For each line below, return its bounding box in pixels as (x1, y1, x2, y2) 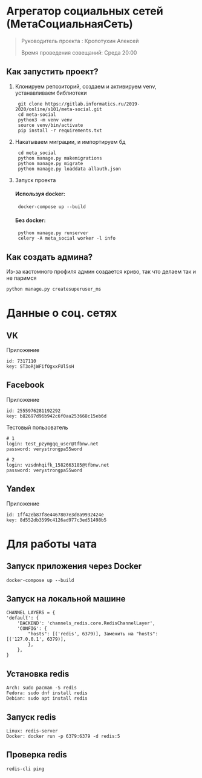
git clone (18, 101, 43, 107)
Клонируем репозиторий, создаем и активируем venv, (15, 83, 157, 90)
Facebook (6, 380, 45, 390)
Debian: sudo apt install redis (6, 695, 88, 702)
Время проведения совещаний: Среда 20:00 (21, 49, 137, 56)
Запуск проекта (15, 176, 56, 183)
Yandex (6, 484, 35, 494)
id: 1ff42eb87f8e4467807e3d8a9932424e (6, 512, 104, 518)
